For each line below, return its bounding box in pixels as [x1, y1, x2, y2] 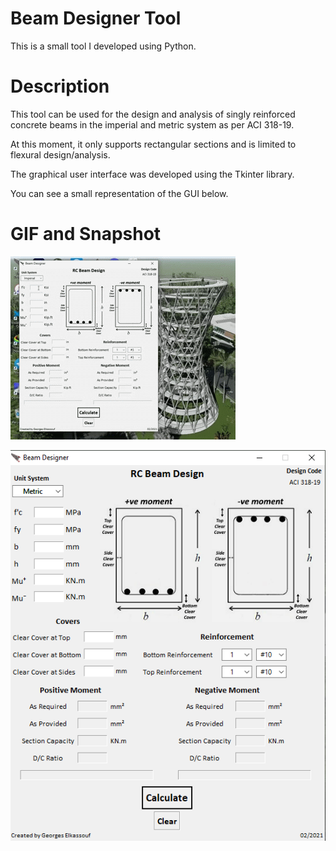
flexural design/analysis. [10, 148, 111, 161]
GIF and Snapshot [10, 223, 162, 246]
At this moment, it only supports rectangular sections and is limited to [10, 138, 297, 150]
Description [10, 75, 110, 98]
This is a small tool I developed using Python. [10, 40, 197, 52]
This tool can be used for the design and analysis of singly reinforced [10, 108, 296, 120]
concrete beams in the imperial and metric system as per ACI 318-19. [10, 118, 295, 131]
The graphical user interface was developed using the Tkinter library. [10, 168, 295, 180]
